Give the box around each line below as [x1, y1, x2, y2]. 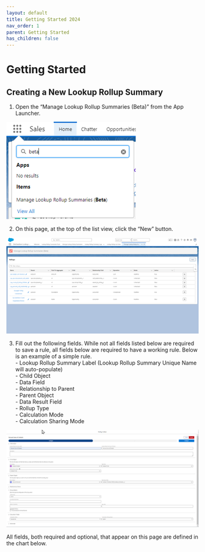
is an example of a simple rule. [15, 352, 92, 360]
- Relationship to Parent [15, 385, 75, 392]
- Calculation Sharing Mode [15, 417, 85, 424]
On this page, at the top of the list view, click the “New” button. [15, 225, 174, 233]
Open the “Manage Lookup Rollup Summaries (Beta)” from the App [15, 103, 184, 111]
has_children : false [6, 35, 59, 42]
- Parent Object [15, 391, 54, 399]
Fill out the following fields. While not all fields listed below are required [15, 340, 195, 347]
